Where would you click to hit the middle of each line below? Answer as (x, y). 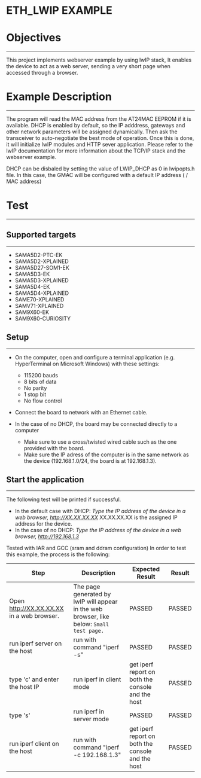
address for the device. (43, 524)
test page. (89, 631)
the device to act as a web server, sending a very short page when (88, 66)
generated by (92, 594)
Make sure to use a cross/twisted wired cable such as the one (100, 442)
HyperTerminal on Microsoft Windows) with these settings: (87, 364)
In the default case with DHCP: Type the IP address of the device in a (100, 511)
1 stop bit (35, 394)
